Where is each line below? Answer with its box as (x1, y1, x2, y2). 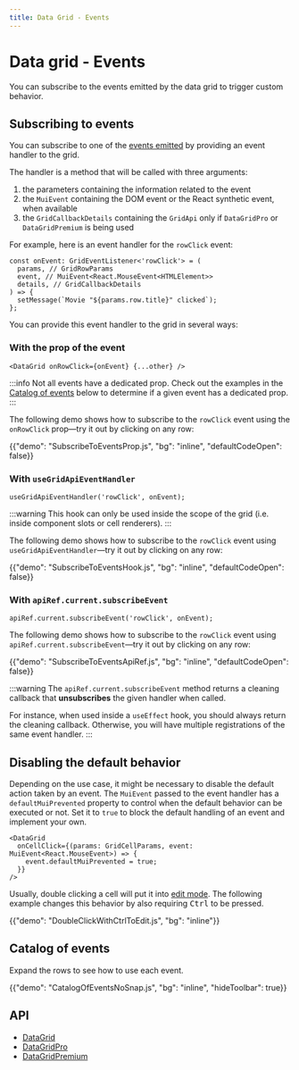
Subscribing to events (9, 116, 135, 131)
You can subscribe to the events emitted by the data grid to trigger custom (9, 81, 284, 92)
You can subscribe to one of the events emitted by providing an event (9, 140, 265, 151)
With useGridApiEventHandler (9, 472, 136, 485)
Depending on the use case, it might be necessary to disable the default (9, 779, 275, 790)
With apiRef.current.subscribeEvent (9, 593, 169, 606)
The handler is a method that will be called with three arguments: (9, 167, 248, 178)
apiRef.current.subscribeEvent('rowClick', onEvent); (9, 614, 214, 623)
